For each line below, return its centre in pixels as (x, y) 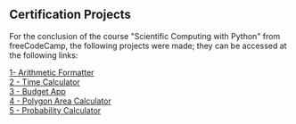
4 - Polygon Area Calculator (60, 101)
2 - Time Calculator (45, 82)
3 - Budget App (38, 91)
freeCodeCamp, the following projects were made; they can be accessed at (148, 45)
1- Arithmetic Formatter (52, 72)
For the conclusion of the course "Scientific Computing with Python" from (145, 36)
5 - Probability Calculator (55, 110)
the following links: (44, 55)
